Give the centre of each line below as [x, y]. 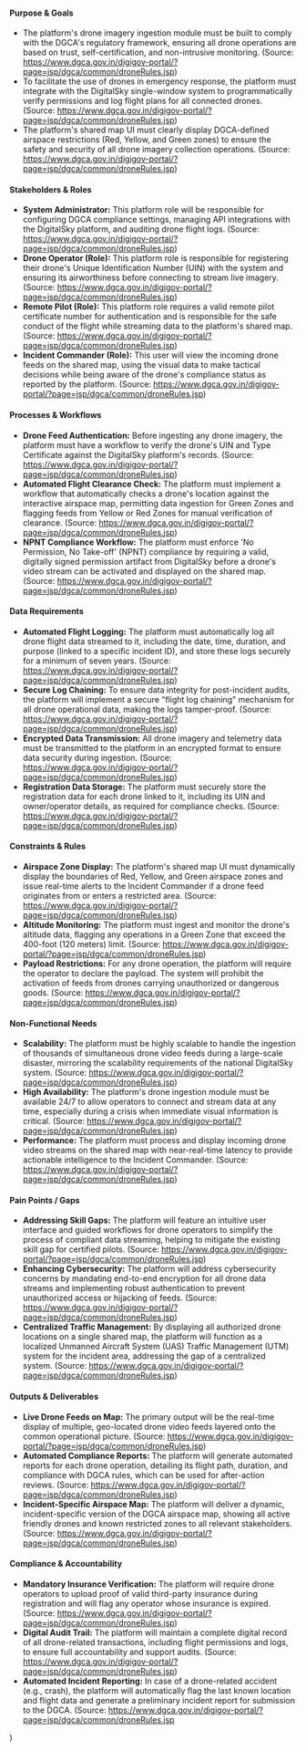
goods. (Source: [53, 993]
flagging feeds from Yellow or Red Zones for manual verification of [148, 513]
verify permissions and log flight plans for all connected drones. [143, 101]
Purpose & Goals [42, 13]
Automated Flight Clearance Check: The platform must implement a [151, 484]
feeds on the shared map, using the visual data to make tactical [142, 365]
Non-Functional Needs [53, 1023]
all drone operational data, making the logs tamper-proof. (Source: [147, 709]
